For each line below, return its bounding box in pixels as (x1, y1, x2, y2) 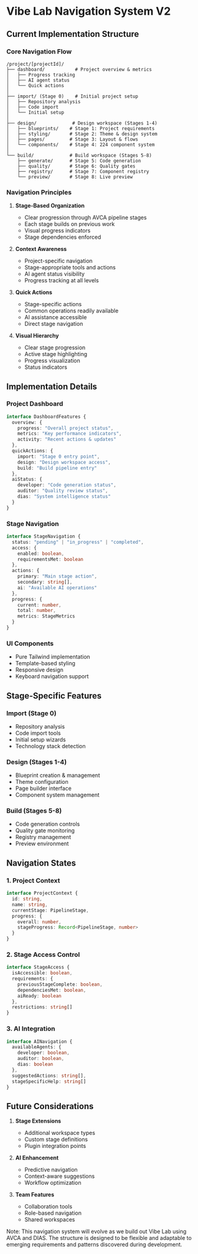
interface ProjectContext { (6, 890, 78, 897)
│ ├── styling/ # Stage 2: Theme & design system (6, 131, 158, 137)
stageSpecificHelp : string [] (12, 1078, 86, 1085)
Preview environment (15, 840, 69, 848)
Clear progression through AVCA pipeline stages (24, 214, 147, 222)
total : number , (17, 608, 56, 614)
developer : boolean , (17, 1050, 70, 1056)
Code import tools (15, 729, 61, 737)
